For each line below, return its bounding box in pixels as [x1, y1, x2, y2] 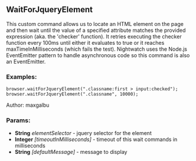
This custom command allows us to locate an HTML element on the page [6, 20, 184, 27]
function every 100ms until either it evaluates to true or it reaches [6, 39, 165, 46]
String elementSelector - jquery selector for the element [14, 130, 152, 137]
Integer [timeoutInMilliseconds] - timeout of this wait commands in [14, 136, 178, 143]
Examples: [6, 73, 37, 81]
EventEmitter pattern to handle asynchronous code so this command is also [6, 51, 190, 58]
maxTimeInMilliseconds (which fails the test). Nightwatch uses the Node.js [6, 45, 188, 52]
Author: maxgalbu [6, 101, 50, 109]
